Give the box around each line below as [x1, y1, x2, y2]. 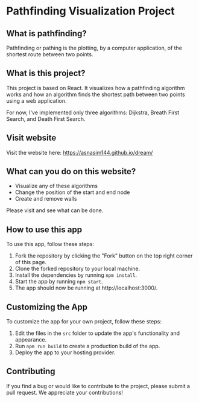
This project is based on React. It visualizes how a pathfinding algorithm [6, 84, 185, 91]
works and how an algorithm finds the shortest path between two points [6, 91, 185, 98]
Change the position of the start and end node [14, 189, 130, 196]
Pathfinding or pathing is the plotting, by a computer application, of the [6, 44, 183, 51]
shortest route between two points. [6, 51, 93, 58]
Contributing [6, 366, 55, 377]
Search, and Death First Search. [6, 115, 86, 122]
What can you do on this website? [6, 166, 136, 177]
